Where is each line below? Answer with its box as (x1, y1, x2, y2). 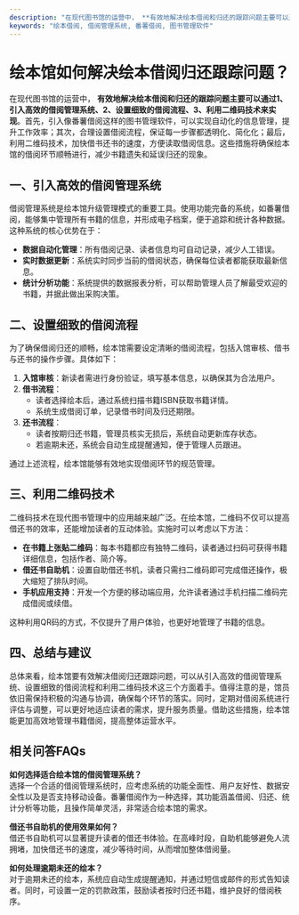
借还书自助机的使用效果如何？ (9, 821, 118, 832)
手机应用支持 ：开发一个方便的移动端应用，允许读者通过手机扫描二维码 (21, 587, 280, 597)
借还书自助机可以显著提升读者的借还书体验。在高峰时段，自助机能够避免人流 (9, 832, 290, 843)
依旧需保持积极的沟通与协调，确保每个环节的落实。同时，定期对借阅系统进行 (9, 692, 290, 703)
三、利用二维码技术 (9, 487, 115, 502)
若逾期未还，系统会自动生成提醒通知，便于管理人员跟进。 (35, 440, 246, 450)
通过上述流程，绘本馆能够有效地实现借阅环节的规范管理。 (9, 458, 220, 469)
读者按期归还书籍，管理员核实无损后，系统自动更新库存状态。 (35, 428, 263, 439)
